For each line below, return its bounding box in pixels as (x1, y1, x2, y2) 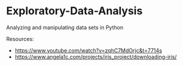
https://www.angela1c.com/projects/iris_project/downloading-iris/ (14, 53, 177, 60)
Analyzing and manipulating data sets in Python (6, 24, 124, 31)
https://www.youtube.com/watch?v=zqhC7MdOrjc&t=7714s (14, 46, 163, 54)
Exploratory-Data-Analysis (6, 4, 143, 18)
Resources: (6, 35, 34, 42)
